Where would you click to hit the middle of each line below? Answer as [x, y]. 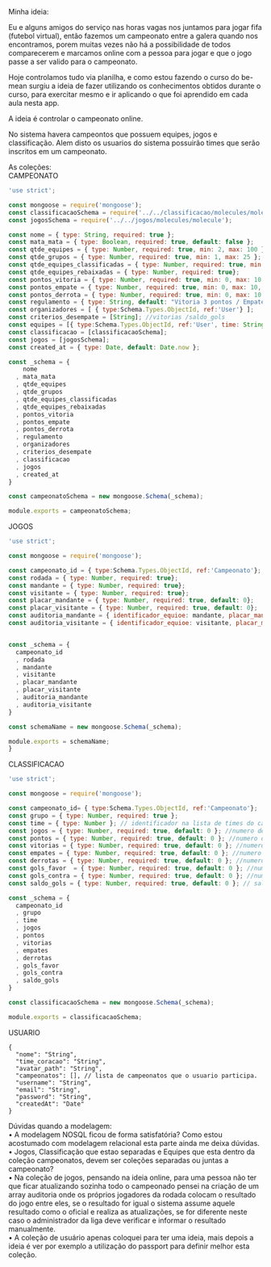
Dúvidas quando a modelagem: [60, 1126]
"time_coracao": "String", [61, 1061]
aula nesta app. [34, 103]
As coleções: [30, 167]
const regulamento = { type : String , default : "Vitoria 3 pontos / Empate [137, 302]
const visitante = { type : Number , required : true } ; [99, 593]
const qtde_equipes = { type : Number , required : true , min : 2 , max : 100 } [137, 250]
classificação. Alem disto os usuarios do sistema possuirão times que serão [134, 143]
